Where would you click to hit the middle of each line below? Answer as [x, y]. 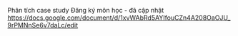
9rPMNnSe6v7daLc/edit [43, 25]
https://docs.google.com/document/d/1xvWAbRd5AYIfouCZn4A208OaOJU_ [119, 18]
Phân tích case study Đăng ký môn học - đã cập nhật [86, 10]
